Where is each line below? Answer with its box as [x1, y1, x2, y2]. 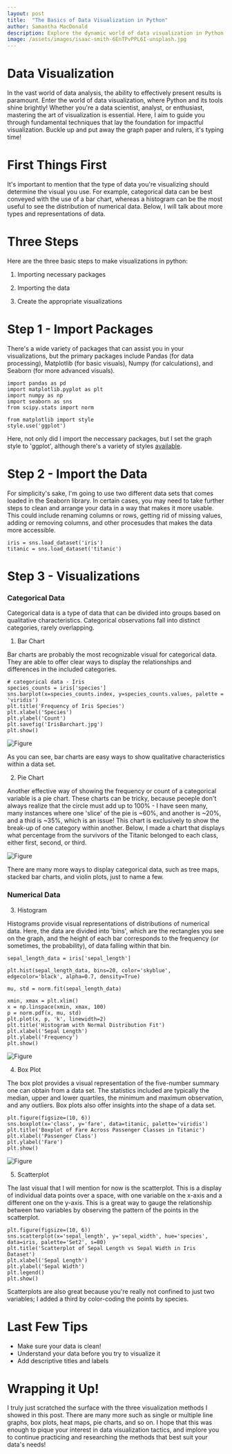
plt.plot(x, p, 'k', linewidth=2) [7, 1015, 107, 1023]
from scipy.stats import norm [7, 404, 95, 411]
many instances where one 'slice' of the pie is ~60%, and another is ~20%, [7, 809, 222, 817]
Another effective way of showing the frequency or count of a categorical [7, 787, 217, 795]
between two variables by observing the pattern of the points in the [7, 1206, 199, 1214]
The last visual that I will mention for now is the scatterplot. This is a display [7, 1184, 222, 1192]
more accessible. [7, 526, 57, 534]
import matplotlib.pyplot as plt [7, 386, 104, 392]
